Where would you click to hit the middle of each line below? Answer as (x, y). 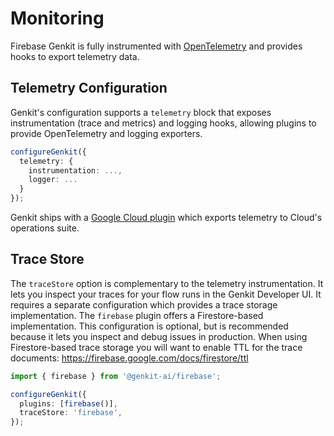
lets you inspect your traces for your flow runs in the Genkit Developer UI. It (166, 294)
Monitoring (57, 18)
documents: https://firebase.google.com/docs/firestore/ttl (129, 358)
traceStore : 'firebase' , (71, 413)
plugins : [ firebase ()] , (68, 403)
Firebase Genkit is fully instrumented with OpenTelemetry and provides (156, 46)
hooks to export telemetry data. (75, 56)
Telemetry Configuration (89, 88)
